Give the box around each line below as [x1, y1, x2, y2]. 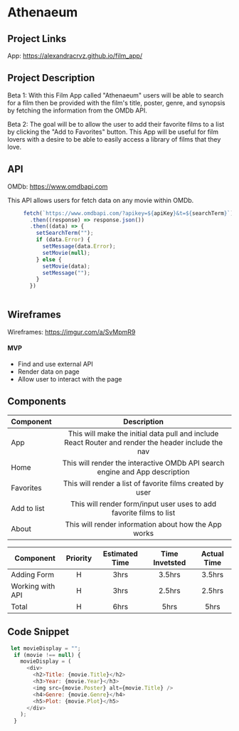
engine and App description [97, 467, 190, 477]
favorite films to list [111, 508, 176, 517]
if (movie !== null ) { [14, 651, 81, 658]
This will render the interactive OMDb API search [62, 458, 225, 468]
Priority [65, 553, 92, 563]
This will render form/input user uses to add [70, 499, 217, 509]
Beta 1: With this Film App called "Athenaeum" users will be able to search [7, 90, 224, 100]
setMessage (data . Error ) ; [42, 243, 116, 250]
